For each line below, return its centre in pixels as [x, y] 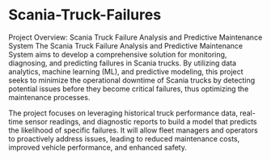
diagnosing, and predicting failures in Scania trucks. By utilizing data [123, 63]
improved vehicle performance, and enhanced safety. [98, 147]
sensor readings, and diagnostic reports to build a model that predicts [141, 121]
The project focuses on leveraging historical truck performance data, [123, 113]
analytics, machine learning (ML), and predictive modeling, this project [126, 71]
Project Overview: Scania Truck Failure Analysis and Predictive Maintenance [135, 37]
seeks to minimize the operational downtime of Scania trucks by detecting [132, 80]
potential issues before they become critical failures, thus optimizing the [129, 88]
